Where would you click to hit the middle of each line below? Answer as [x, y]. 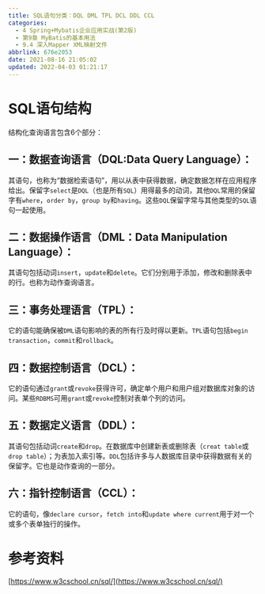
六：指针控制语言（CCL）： [74, 493]
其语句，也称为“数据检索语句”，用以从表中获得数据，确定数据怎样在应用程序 [132, 180]
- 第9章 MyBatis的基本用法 [56, 38]
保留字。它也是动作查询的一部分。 [64, 466]
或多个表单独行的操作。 [46, 524]
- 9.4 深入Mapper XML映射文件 [62, 45]
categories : [28, 23]
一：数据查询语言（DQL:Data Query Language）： [131, 160]
